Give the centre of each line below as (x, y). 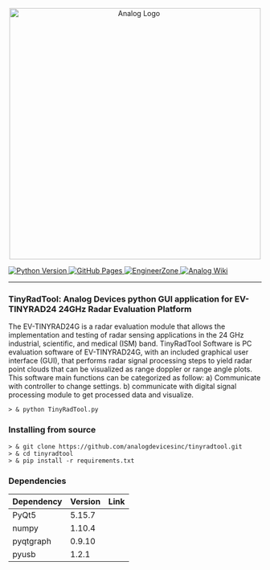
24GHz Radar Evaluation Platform (125, 309)
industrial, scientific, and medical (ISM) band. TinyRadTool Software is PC (130, 344)
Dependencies (37, 481)
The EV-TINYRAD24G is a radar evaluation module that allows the (117, 326)
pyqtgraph (32, 541)
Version (86, 501)
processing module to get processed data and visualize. (101, 395)
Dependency (37, 501)
